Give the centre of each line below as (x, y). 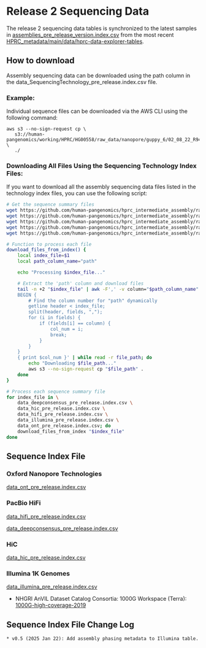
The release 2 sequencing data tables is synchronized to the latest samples (102, 28)
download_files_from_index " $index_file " (71, 431)
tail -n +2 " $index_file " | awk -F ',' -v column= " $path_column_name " (108, 289)
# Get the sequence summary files (51, 205)
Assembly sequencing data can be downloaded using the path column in (98, 75)
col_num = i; (67, 329)
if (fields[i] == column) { (75, 323)
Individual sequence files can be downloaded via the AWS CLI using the (97, 111)
